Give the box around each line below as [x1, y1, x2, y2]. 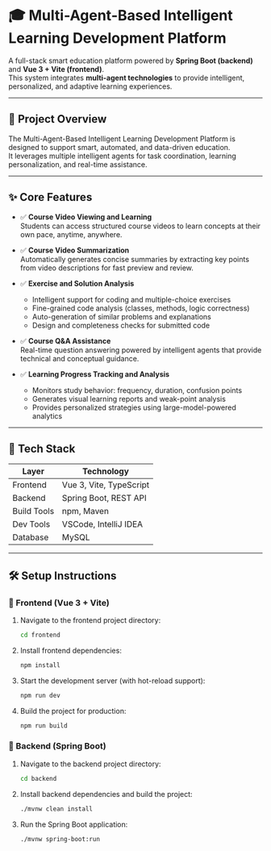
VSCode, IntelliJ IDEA [61, 519, 144, 530]
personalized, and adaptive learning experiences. [8, 81, 173, 91]
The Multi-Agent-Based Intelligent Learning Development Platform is [8, 134, 236, 144]
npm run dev [19, 691, 60, 699]
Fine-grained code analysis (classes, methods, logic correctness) [31, 303, 250, 313]
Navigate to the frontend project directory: [19, 615, 161, 625]
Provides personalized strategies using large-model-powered [31, 403, 236, 412]
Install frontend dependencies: [19, 645, 123, 655]
